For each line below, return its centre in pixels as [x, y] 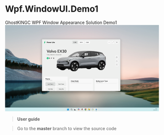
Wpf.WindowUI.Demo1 [52, 9]
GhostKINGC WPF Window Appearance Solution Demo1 [61, 22]
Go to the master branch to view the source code [67, 129]
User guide [28, 119]
